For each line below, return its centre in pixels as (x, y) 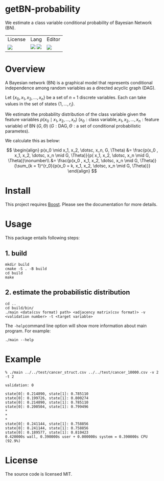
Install (18, 191)
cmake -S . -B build (26, 269)
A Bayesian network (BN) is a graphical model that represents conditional (79, 82)
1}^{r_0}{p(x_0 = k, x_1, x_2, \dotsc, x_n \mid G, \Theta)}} (94, 166)
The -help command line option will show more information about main (76, 326)
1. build (16, 253)
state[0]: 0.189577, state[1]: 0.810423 (47, 432)
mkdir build (17, 264)
